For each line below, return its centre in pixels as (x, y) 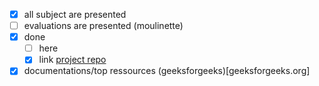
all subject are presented (75, 14)
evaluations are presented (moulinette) (103, 26)
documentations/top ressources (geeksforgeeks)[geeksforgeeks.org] (167, 71)
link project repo (72, 60)
